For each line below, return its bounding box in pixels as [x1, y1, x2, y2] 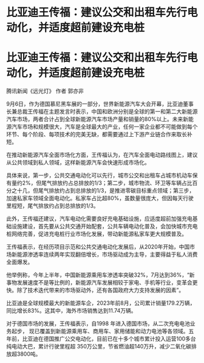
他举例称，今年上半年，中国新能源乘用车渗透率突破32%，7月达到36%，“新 [6, 271, 195, 278]
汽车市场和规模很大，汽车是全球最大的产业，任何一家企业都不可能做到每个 [11, 123, 198, 131]
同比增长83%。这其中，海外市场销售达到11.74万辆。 [6, 307, 137, 314]
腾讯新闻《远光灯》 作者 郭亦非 [6, 88, 84, 95]
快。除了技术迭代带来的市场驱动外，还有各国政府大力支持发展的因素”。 [6, 286, 185, 294]
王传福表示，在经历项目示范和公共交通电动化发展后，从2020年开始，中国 [6, 243, 190, 251]
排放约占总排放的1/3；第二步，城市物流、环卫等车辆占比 [52, 179, 192, 187]
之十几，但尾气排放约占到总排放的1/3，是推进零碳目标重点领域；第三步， [11, 187, 195, 195]
